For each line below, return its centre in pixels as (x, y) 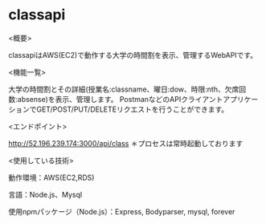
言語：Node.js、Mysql (45, 194)
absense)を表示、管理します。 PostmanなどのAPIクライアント (120, 99)
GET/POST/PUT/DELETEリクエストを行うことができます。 (132, 109)
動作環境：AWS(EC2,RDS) (51, 177)
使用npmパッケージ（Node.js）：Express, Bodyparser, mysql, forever (122, 211)
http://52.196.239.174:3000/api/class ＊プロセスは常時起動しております (126, 143)
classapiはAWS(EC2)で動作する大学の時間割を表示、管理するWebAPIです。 (133, 55)
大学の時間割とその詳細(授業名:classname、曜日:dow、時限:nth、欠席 (124, 89)
